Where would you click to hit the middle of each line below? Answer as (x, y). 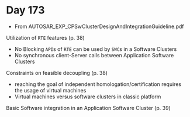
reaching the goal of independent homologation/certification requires (98, 84)
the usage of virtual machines (50, 90)
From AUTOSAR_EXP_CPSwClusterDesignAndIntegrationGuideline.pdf (99, 26)
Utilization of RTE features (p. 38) (45, 37)
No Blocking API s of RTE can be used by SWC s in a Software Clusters (96, 49)
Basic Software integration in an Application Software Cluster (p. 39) (88, 108)
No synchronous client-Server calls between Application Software (94, 55)
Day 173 (25, 10)
